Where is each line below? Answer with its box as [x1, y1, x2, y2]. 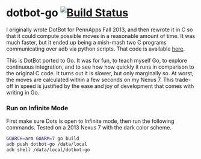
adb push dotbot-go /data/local [6, 142, 87, 148]
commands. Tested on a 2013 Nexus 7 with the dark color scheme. [6, 124, 172, 131]
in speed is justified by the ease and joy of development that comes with [14, 82, 194, 90]
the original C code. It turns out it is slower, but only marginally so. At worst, [6, 69, 194, 76]
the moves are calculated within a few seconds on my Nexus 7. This [6, 76, 175, 83]
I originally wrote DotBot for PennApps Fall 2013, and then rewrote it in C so [6, 26, 193, 33]
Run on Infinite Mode [6, 104, 69, 112]
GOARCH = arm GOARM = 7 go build [6, 136, 79, 142]
